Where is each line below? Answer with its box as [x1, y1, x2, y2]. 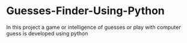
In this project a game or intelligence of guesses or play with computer [6, 24, 182, 31]
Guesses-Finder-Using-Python [6, 4, 165, 18]
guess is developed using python [6, 29, 88, 37]
